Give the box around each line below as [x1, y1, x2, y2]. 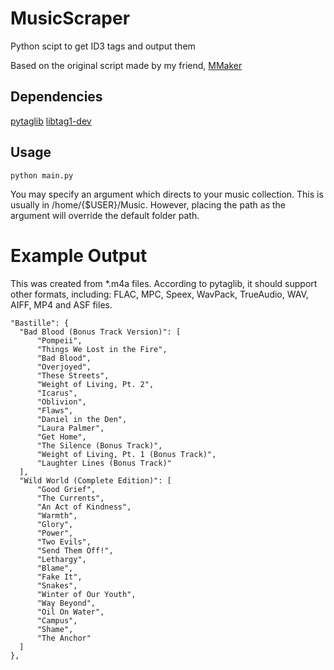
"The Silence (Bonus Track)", [36, 440, 163, 451]
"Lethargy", [36, 554, 87, 564]
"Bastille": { [10, 318, 70, 328]
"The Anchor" [36, 633, 92, 643]
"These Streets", [36, 370, 110, 381]
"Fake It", [36, 572, 83, 582]
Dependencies [10, 88, 103, 106]
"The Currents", [36, 493, 105, 503]
